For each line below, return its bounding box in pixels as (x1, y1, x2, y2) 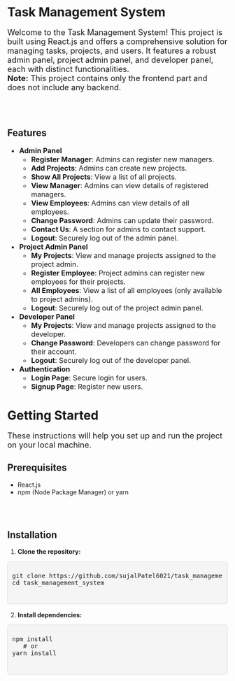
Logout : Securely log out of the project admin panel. (31, 303, 204, 313)
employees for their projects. (31, 277, 126, 287)
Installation (7, 529, 57, 540)
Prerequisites (7, 462, 67, 474)
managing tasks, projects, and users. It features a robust (7, 45, 217, 56)
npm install (12, 636, 53, 643)
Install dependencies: (17, 611, 83, 619)
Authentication (19, 364, 71, 374)
